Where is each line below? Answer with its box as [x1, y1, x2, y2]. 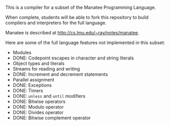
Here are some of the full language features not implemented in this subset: [5, 39, 165, 46]
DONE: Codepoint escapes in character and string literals [12, 55, 134, 61]
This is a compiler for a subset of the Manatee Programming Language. [5, 5, 156, 10]
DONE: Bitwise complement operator [12, 115, 91, 121]
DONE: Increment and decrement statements [12, 71, 108, 77]
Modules [12, 50, 32, 55]
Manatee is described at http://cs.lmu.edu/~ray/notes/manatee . [5, 30, 140, 35]
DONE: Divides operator [12, 110, 64, 115]
